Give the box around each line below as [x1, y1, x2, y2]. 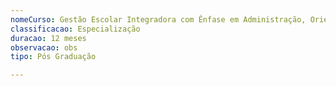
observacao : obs [10, 42, 78, 53]
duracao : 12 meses [10, 33, 87, 43]
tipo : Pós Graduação [10, 52, 97, 62]
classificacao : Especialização [10, 24, 141, 34]
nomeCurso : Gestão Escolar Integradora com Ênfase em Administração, [10, 14, 307, 25]
